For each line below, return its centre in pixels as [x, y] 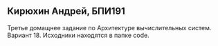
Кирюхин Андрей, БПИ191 [66, 11]
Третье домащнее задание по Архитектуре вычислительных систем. [109, 27]
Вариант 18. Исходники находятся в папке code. [79, 35]
